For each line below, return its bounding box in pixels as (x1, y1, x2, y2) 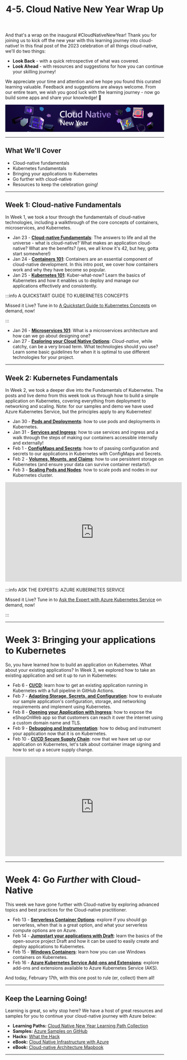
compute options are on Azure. (12, 928, 77, 934)
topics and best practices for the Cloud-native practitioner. (5, 907, 127, 913)
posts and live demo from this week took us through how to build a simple (5, 393, 159, 399)
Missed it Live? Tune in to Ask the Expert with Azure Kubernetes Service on (5, 596, 162, 603)
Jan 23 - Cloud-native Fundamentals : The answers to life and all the (12, 235, 156, 241)
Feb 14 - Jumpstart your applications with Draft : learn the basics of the (12, 933, 163, 939)
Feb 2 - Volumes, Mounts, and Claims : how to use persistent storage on (12, 456, 164, 462)
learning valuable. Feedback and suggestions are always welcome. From (5, 84, 156, 90)
